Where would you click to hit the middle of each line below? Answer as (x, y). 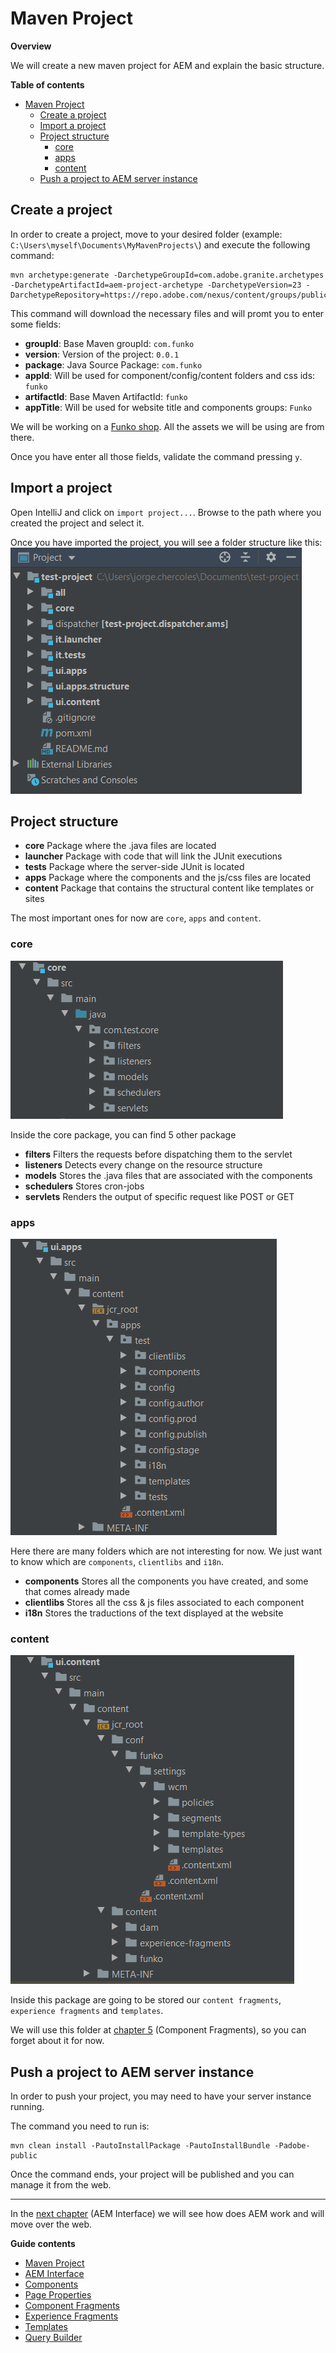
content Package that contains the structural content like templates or (169, 888)
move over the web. (51, 2224)
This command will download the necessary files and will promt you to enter (167, 313)
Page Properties (58, 2295)
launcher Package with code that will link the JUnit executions (153, 856)
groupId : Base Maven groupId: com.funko (109, 343)
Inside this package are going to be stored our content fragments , (146, 2000)
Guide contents (43, 2244)
